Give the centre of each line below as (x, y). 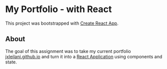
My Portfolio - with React (59, 9)
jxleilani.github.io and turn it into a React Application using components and (84, 56)
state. (11, 62)
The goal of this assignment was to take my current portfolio (68, 51)
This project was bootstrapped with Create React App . (62, 23)
